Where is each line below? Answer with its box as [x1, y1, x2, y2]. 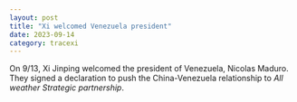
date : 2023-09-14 [9, 30, 75, 39]
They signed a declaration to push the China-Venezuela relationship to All [9, 73, 283, 84]
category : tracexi [9, 38, 79, 48]
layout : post [9, 13, 59, 23]
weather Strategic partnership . [9, 82, 125, 93]
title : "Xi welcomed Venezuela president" [9, 22, 172, 31]
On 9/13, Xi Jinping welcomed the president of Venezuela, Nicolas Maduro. [9, 63, 290, 74]
